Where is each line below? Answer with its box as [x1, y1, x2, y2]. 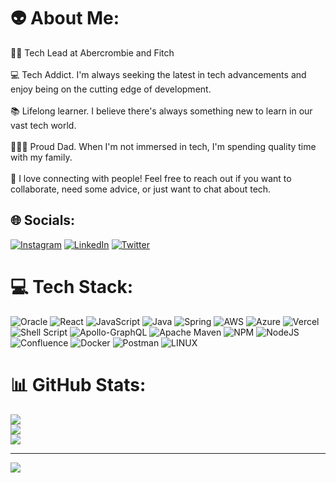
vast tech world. [10, 119, 77, 131]
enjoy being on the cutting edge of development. [10, 83, 212, 95]
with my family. [10, 151, 73, 163]
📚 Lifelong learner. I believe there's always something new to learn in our [10, 105, 313, 117]
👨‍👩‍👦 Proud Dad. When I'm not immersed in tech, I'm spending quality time [10, 140, 317, 152]
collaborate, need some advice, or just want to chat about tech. [10, 183, 272, 195]
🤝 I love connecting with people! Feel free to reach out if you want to [10, 172, 292, 184]
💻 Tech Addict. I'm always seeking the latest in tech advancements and [10, 68, 307, 80]
